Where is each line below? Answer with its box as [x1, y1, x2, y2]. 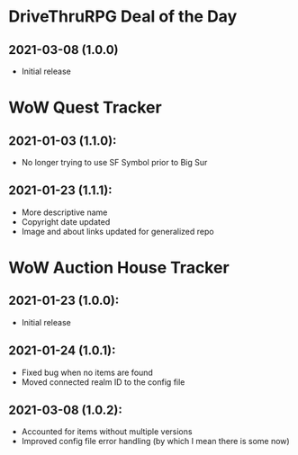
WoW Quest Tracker [8, 97, 163, 118]
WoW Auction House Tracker [8, 258, 230, 278]
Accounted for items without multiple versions [21, 426, 193, 437]
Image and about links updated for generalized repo [21, 226, 214, 236]
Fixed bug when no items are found [21, 367, 154, 378]
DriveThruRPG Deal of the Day [8, 6, 238, 27]
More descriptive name [21, 207, 108, 218]
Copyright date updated [21, 216, 111, 227]
